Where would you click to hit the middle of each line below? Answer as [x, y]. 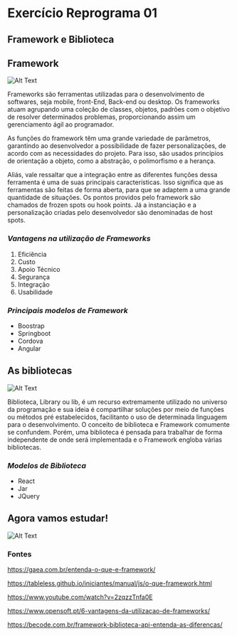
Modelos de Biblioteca [47, 465]
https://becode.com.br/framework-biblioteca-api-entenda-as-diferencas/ [115, 625]
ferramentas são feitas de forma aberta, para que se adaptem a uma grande [119, 190]
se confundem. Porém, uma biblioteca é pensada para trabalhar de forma [115, 432]
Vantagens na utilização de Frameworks [79, 238]
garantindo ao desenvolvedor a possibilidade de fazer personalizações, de [117, 146]
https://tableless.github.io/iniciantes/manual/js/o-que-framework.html [110, 583]
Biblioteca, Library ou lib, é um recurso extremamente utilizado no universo [117, 402]
